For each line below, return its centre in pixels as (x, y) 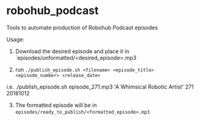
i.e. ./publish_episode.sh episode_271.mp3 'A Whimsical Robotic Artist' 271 (100, 87)
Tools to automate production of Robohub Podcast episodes (82, 28)
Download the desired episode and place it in (72, 51)
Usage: (15, 39)
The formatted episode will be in (56, 105)
